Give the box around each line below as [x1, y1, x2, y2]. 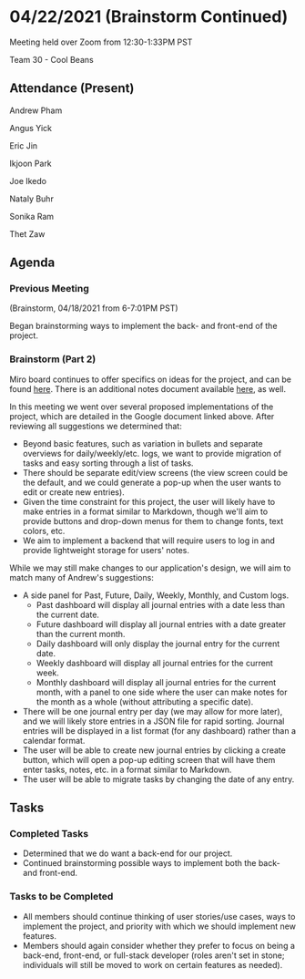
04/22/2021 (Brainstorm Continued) [9, 6, 289, 27]
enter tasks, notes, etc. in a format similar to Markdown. [22, 764, 232, 775]
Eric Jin [9, 139, 38, 151]
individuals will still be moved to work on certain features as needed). [22, 959, 283, 970]
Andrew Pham [9, 105, 63, 116]
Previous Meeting [9, 283, 89, 295]
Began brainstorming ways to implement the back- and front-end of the [9, 321, 278, 332]
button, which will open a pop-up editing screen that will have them [22, 754, 276, 765]
